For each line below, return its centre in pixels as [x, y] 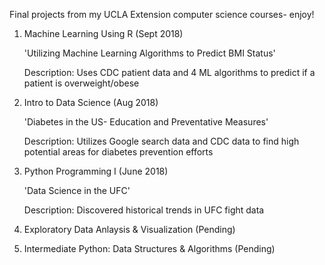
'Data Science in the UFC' [77, 190]
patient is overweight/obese [81, 83]
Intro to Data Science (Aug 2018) [91, 102]
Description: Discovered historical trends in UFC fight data [144, 210]
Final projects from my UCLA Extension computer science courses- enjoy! [162, 14]
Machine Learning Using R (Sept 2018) [103, 33]
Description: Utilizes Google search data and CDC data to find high [161, 141]
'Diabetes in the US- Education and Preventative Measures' [146, 122]
